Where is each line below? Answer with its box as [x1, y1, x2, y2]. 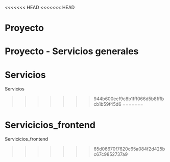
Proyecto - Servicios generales [5, 45, 139, 57]
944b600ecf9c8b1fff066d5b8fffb [93, 96, 164, 102]
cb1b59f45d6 [93, 101, 122, 107]
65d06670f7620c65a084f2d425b [93, 146, 165, 152]
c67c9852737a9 [93, 151, 128, 157]
